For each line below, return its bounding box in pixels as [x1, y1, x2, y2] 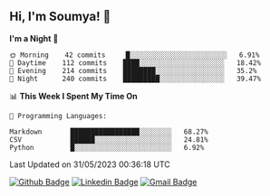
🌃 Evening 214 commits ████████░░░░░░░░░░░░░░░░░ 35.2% [9, 66, 257, 75]
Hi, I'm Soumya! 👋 [9, 9, 111, 24]
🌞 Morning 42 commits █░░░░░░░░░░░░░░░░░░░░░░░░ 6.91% [9, 51, 260, 60]
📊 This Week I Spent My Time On [9, 90, 138, 101]
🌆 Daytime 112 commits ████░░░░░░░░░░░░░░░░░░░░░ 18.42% [9, 58, 261, 68]
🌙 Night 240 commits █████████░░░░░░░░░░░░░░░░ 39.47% [9, 74, 261, 83]
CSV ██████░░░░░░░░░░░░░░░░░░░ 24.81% [9, 135, 208, 145]
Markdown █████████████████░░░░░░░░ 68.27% [9, 127, 208, 136]
